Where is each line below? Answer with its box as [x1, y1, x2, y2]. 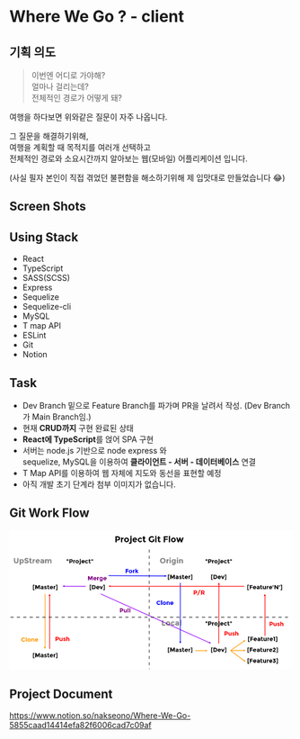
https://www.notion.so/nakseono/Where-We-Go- [9, 710, 191, 721]
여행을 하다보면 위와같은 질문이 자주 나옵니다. [9, 112, 168, 122]
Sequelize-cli [22, 302, 72, 312]
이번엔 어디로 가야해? [31, 70, 106, 80]
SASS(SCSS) [22, 273, 70, 284]
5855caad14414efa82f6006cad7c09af [9, 720, 152, 731]
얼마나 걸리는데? [31, 81, 90, 92]
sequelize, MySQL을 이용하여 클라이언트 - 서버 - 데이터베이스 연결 [22, 456, 256, 467]
